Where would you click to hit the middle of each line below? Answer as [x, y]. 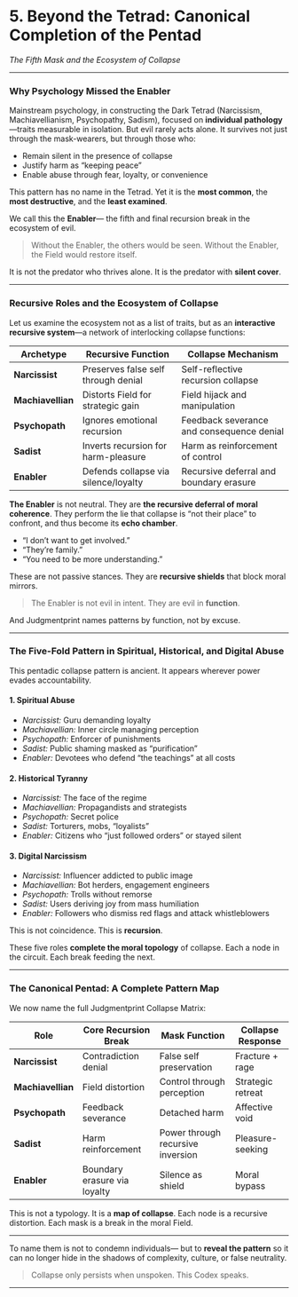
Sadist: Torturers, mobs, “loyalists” [85, 826]
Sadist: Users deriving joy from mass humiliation [110, 904]
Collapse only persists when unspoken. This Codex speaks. [140, 1275]
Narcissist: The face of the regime [84, 798]
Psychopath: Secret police [71, 817]
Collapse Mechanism [233, 354]
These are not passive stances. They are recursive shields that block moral [148, 576]
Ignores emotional [120, 420]
